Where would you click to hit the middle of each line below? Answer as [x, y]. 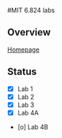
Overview [29, 32]
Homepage [24, 50]
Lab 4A [28, 113]
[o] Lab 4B [33, 127]
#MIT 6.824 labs [31, 10]
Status [22, 72]
